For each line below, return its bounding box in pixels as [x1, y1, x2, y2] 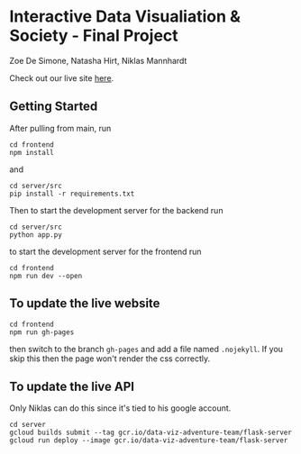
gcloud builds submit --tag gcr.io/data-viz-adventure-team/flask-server [9, 428, 293, 438]
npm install [9, 148, 54, 157]
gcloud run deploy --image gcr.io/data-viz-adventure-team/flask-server [9, 436, 288, 445]
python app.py [9, 230, 63, 240]
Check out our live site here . [9, 72, 114, 83]
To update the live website [9, 295, 160, 312]
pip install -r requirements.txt [9, 189, 135, 198]
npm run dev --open [9, 271, 83, 280]
